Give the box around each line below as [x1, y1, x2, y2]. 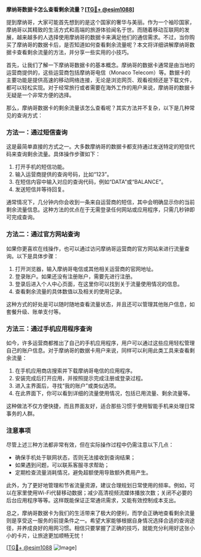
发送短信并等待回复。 [14, 186, 68, 193]
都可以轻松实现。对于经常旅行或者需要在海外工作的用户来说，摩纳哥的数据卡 [6, 84, 195, 91]
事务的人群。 [6, 410, 38, 417]
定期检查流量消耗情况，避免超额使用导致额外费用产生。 [14, 469, 151, 476]
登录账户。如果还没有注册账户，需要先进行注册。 [14, 273, 136, 280]
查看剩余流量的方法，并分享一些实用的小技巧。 [16, 49, 132, 56]
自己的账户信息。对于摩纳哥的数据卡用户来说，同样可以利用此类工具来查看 [6, 347, 190, 354]
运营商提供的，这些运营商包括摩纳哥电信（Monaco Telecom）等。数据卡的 [6, 69, 190, 76]
